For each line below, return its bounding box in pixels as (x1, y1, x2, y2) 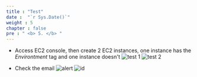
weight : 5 (6, 20, 33, 25)
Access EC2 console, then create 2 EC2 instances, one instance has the (14, 47, 192, 54)
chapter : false (6, 25, 46, 31)
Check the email (14, 65, 55, 72)
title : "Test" (6, 8, 44, 15)
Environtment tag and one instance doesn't (14, 53, 120, 60)
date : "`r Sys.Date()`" (6, 14, 70, 20)
